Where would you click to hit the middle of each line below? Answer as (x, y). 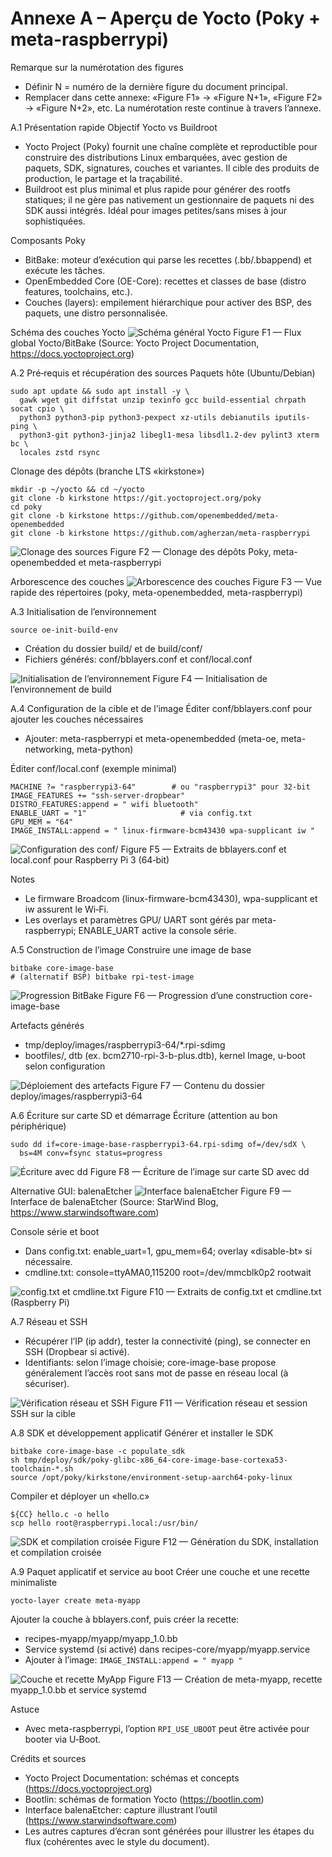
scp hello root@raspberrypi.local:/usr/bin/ (104, 1523)
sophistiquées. (55, 221)
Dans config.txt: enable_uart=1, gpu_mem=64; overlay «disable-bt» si (168, 1251)
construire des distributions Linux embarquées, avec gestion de (156, 157)
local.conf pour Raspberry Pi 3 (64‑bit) (90, 859)
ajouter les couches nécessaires (77, 719)
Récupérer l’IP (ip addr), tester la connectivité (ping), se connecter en (167, 1341)
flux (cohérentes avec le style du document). (117, 1841)
